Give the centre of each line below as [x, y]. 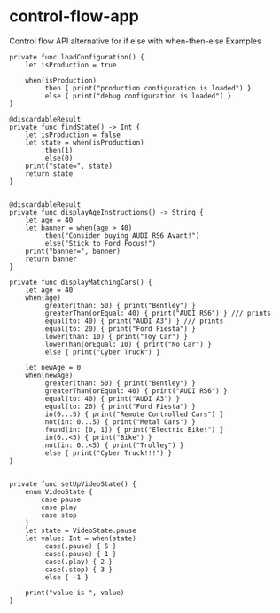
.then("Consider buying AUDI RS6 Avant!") [121, 236]
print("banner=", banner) [73, 251]
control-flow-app [74, 16]
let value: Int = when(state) [81, 538]
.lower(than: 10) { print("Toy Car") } [115, 336]
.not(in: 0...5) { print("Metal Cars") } [119, 422]
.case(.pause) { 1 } [79, 554]
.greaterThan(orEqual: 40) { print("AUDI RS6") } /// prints [156, 313]
